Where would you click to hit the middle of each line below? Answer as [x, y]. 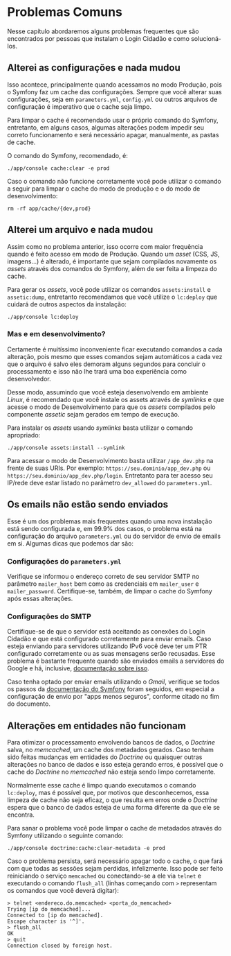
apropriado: [24, 435]
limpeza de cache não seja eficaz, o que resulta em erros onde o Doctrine [112, 800]
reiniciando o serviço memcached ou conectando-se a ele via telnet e [104, 876]
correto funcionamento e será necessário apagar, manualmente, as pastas [113, 134]
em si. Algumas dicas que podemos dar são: [70, 543]
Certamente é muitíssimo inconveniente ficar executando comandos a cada [115, 349]
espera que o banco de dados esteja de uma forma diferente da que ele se [113, 808]
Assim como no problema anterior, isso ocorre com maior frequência [105, 246]
